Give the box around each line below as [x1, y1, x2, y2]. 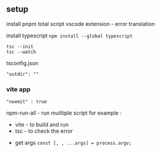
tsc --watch [6, 49, 36, 55]
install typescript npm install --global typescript [6, 32, 133, 39]
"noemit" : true [6, 99, 47, 105]
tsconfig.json [6, 59, 39, 66]
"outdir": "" [6, 71, 39, 77]
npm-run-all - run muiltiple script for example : [6, 109, 122, 116]
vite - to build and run [14, 121, 69, 128]
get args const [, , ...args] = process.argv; [14, 139, 132, 147]
